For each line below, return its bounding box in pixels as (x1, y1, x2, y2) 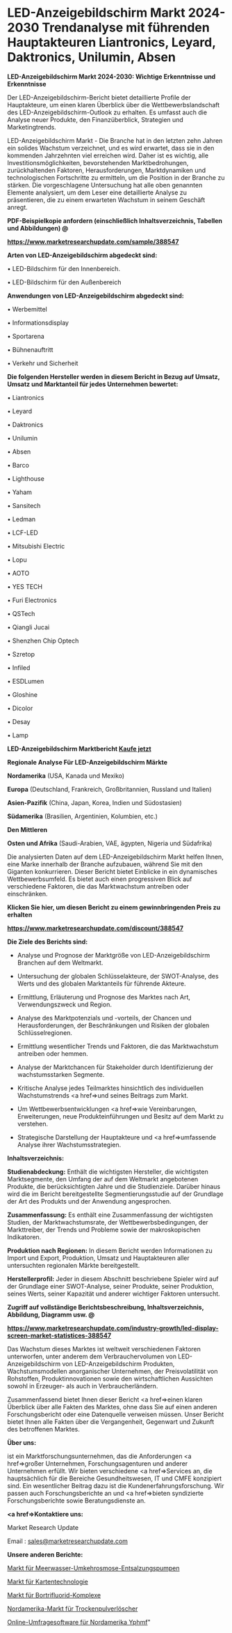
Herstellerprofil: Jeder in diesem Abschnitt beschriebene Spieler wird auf (7, 1274, 219, 1283)
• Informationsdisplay (7, 319, 69, 327)
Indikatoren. (7, 1232, 42, 1241)
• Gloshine (7, 690, 38, 698)
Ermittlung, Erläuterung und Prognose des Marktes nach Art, (17, 992, 191, 1001)
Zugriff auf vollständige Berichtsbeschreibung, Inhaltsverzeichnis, (7, 1303, 204, 1311)
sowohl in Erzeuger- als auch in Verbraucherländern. (7, 1381, 158, 1390)
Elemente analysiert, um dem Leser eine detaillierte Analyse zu (7, 188, 188, 197)
